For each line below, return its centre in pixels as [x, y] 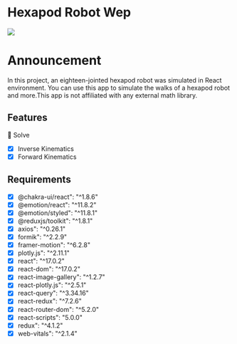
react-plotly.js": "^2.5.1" [52, 285]
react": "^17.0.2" [41, 261]
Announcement [54, 61]
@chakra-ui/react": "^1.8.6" [58, 197]
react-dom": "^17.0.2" [49, 269]
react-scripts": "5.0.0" [50, 317]
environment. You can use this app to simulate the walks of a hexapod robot [118, 88]
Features [27, 118]
